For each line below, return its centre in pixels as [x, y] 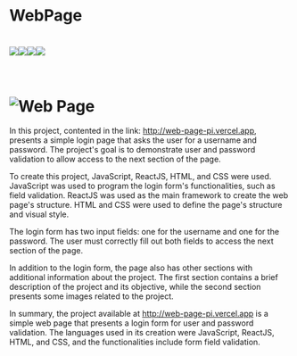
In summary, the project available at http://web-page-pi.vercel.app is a [139, 314]
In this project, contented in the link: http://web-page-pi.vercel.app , [133, 131]
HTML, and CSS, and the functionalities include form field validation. [135, 342]
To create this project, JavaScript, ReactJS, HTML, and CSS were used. [140, 177]
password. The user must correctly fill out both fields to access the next [141, 241]
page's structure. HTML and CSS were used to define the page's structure [146, 205]
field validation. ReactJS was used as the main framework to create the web [149, 195]
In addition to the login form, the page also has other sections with [131, 268]
